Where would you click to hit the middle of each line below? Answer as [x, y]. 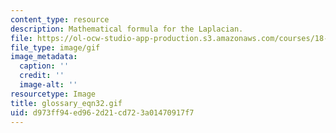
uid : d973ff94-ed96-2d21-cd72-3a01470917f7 [102, 112]
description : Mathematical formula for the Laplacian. [127, 29]
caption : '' [44, 66]
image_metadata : [44, 57]
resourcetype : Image [53, 94]
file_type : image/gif [55, 47]
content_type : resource [60, 19]
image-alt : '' [48, 85]
